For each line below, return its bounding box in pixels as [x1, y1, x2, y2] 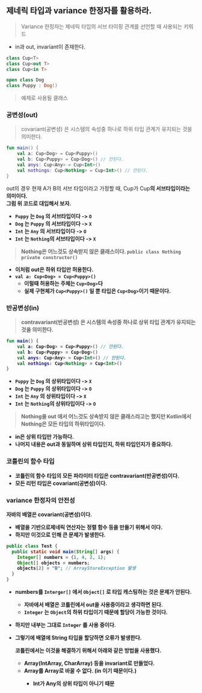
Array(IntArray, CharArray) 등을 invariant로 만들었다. [23, 660, 155, 667]
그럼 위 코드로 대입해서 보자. [6, 200, 72, 207]
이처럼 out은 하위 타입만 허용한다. [14, 266, 94, 273]
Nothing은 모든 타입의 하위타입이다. [20, 420, 106, 428]
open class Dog [6, 77, 44, 83]
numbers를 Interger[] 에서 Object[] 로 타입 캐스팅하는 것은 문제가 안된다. [14, 588, 192, 595]
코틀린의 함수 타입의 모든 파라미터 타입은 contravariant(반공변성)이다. [14, 472, 180, 479]
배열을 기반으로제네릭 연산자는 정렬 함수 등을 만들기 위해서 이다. [14, 524, 163, 531]
